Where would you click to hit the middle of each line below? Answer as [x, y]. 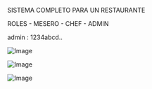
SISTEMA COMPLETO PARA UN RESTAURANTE [76, 10]
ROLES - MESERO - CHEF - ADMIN [58, 23]
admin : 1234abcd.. [35, 37]
